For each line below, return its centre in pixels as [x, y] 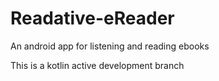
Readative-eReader [92, 18]
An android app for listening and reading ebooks [110, 46]
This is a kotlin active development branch [97, 65]
